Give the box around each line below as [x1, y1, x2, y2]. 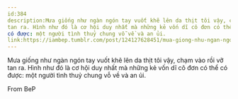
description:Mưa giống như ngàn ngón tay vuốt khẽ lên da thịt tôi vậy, [7, 17, 227, 24]
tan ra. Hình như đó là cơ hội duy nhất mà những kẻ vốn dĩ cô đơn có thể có [7, 64, 228, 72]
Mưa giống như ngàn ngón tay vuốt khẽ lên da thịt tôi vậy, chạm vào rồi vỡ [7, 56, 224, 64]
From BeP [7, 85, 36, 93]
